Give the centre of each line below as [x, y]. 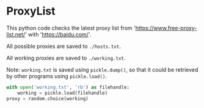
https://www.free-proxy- [166, 28]
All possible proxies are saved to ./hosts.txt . [64, 46]
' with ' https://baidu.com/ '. [58, 34]
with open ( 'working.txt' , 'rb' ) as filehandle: [68, 87]
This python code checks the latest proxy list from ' [71, 28]
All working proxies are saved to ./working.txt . [66, 58]
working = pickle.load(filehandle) [63, 93]
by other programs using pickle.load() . [57, 76]
